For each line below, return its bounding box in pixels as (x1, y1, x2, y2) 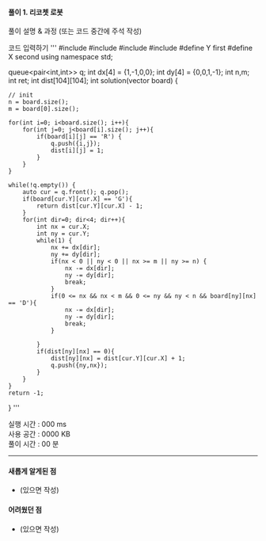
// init (8, 91, 34, 99)
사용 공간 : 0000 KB (8, 429, 71, 439)
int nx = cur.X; (36, 223, 90, 231)
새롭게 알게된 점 (8, 466, 57, 475)
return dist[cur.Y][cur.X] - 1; (36, 202, 144, 210)
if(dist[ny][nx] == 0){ (36, 348, 115, 356)
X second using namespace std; (8, 52, 113, 62)
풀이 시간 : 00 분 (8, 440, 59, 449)
